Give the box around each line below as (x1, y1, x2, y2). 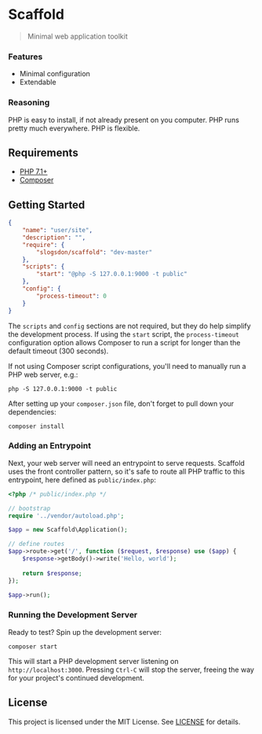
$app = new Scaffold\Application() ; (8, 526, 128, 534)
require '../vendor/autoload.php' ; (8, 511, 125, 520)
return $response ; (22, 569, 82, 577)
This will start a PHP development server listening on (8, 656, 179, 666)
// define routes (8, 540, 65, 548)
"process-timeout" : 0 (36, 292, 107, 300)
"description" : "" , (22, 234, 86, 242)
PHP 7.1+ (19, 167, 48, 176)
